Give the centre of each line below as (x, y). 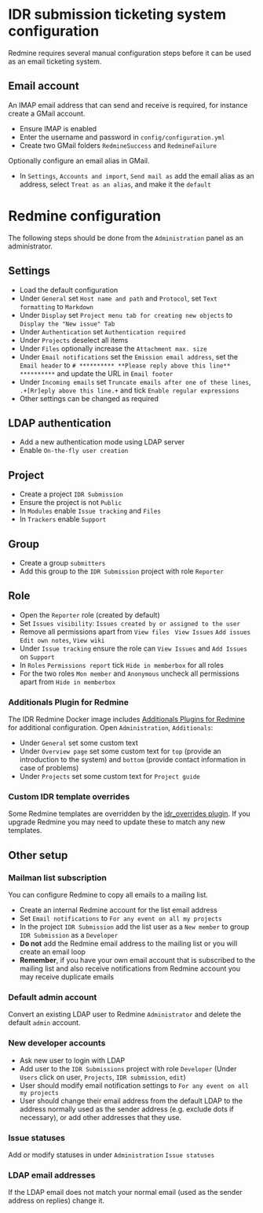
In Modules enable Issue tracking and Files (90, 511)
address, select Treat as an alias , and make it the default (115, 184)
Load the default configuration (69, 289)
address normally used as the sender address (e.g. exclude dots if (126, 1109)
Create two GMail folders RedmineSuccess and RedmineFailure (118, 145)
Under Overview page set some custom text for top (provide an (120, 751)
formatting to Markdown (57, 306)
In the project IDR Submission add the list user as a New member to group (134, 927)
